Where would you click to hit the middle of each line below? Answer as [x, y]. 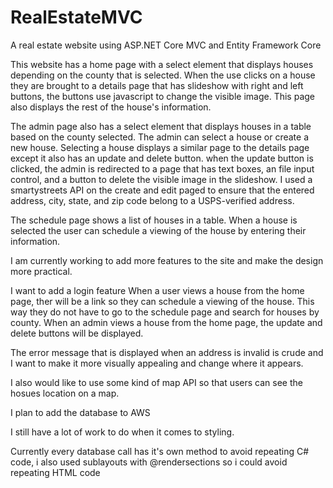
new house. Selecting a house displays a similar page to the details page [160, 147]
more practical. [41, 271]
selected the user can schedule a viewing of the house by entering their [158, 230]
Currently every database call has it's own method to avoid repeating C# [160, 451]
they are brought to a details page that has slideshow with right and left [157, 85]
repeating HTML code [55, 472]
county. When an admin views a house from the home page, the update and [166, 322]
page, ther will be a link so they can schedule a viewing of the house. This [162, 301]
